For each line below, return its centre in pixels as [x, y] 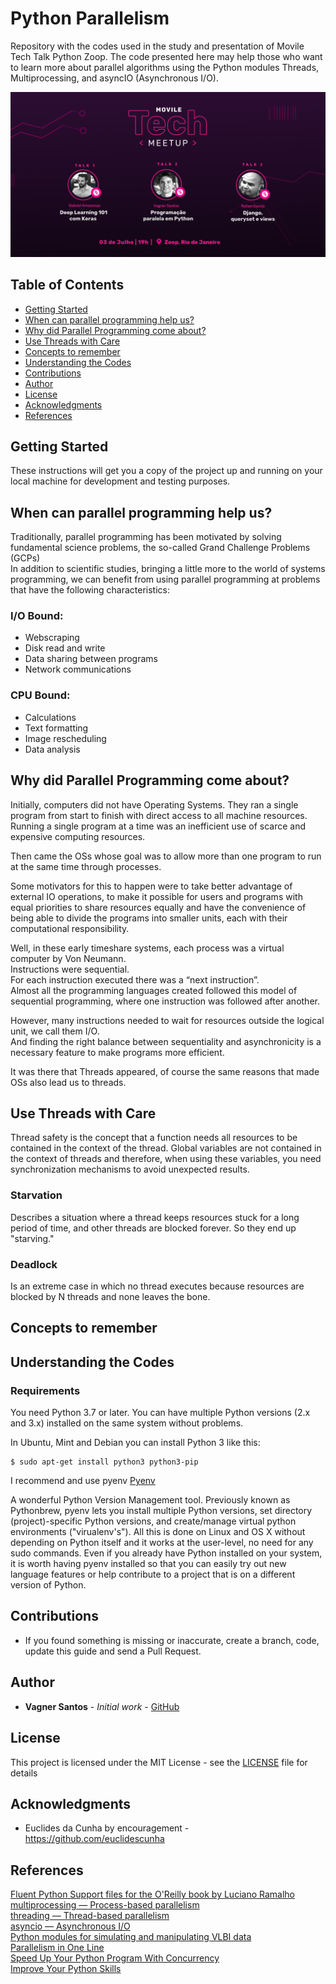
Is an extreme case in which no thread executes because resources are [157, 1286]
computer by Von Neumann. [68, 958]
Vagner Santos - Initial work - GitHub [102, 1706]
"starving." [32, 1238]
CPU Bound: [40, 695]
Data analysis [52, 749]
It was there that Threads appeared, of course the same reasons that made [165, 1071]
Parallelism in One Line [57, 1948]
